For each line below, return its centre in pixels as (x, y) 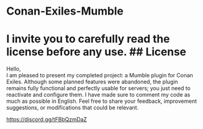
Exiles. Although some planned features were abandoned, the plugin (92, 82)
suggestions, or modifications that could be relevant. (73, 108)
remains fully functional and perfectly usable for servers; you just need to (98, 88)
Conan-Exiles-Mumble (65, 11)
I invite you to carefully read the (88, 39)
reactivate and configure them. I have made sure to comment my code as (98, 95)
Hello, (14, 69)
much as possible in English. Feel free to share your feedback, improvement (101, 101)
